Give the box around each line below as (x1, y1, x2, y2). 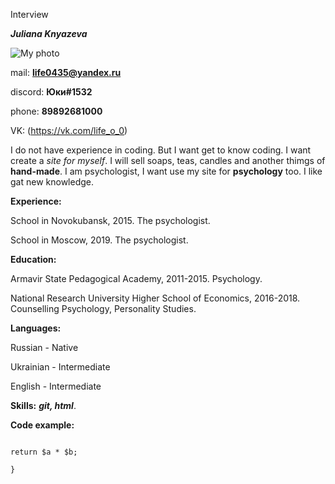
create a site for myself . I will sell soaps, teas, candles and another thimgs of (10, 155, 326, 166)
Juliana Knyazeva (10, 28, 88, 39)
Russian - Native (10, 342, 79, 353)
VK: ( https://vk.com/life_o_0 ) (10, 125, 128, 136)
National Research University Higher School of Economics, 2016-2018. (10, 292, 301, 304)
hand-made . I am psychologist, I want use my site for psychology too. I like (10, 165, 323, 177)
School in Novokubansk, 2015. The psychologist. (10, 215, 211, 226)
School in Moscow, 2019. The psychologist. (10, 234, 189, 246)
